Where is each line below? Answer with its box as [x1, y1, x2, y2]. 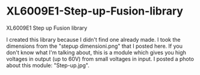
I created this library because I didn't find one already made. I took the [6, 36, 181, 43]
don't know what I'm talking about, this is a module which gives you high [6, 48, 187, 56]
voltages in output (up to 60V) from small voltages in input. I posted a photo [6, 55, 195, 62]
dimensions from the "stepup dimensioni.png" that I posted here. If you [6, 42, 183, 50]
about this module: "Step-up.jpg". [6, 62, 90, 69]
